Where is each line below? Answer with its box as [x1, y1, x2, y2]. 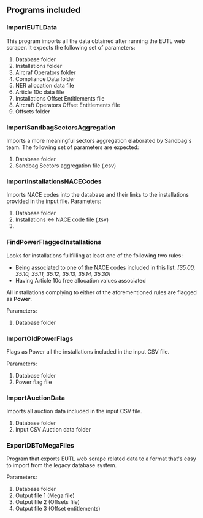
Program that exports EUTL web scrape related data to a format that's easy [6, 455, 196, 462]
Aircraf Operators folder [15, 69, 76, 76]
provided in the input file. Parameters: [6, 197, 102, 205]
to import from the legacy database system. [6, 462, 117, 469]
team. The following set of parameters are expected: [6, 143, 139, 151]
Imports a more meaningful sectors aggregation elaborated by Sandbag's [6, 137, 192, 144]
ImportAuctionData [6, 394, 66, 402]
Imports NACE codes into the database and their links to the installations [6, 191, 189, 199]
